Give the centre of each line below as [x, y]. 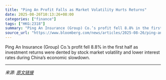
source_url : [17, 33]
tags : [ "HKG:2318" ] [25, 24]
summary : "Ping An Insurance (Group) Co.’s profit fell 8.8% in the [77, 28]
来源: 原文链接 [19, 72]
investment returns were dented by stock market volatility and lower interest [83, 52]
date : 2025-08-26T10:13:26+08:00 [40, 14]
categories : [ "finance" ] [31, 19]
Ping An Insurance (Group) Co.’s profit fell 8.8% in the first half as [72, 47]
